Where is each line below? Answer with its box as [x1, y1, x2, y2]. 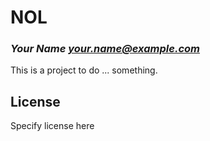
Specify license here [10, 120, 95, 132]
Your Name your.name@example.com [10, 42, 200, 56]
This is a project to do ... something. [10, 64, 158, 76]
